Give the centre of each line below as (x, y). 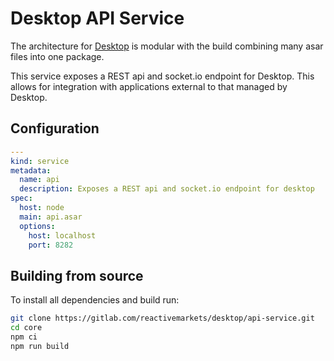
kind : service (40, 161)
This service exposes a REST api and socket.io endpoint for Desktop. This (162, 76)
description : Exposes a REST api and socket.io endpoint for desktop (167, 189)
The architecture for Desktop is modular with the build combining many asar (167, 46)
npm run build (40, 346)
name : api (39, 180)
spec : (21, 198)
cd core (26, 328)
